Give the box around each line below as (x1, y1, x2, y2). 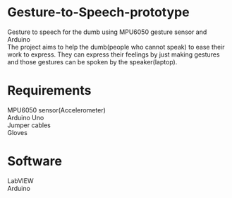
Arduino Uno (7, 113, 44, 122)
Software (7, 153, 62, 170)
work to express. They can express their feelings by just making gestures (7, 50, 220, 59)
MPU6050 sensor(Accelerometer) (7, 105, 106, 114)
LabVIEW (7, 176, 34, 185)
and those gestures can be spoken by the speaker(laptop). (7, 57, 178, 66)
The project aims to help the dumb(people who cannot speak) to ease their (7, 42, 225, 51)
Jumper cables (7, 121, 51, 129)
